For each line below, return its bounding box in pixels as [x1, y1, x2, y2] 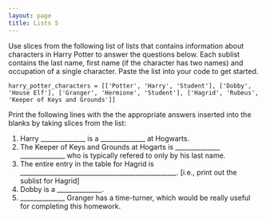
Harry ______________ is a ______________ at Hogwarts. [19, 133, 190, 143]
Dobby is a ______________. [19, 184, 104, 194]
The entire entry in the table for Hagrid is [19, 158, 154, 168]
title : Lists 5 [8, 19, 59, 27]
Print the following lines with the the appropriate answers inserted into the [8, 109, 252, 119]
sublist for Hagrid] [19, 176, 80, 186]
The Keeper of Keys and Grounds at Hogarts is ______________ [19, 142, 220, 151]
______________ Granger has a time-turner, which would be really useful [19, 193, 251, 202]
